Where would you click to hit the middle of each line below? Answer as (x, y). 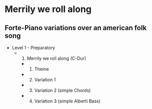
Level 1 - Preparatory (33, 48)
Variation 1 (45, 80)
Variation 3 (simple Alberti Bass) (67, 101)
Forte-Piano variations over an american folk (76, 28)
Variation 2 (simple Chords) (62, 90)
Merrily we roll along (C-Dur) (56, 58)
